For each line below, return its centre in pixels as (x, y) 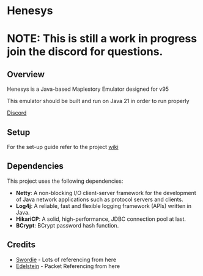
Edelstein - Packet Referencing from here (68, 266)
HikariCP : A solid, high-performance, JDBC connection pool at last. (101, 219)
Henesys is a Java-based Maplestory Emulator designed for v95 (88, 89)
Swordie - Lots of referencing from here (66, 259)
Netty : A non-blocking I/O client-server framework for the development (106, 193)
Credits (21, 245)
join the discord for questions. (85, 52)
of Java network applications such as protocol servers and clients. (99, 199)
